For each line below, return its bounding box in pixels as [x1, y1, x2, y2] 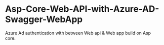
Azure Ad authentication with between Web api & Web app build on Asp [5, 30, 151, 36]
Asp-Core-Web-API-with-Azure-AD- [5, 3, 160, 15]
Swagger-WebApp [5, 14, 83, 25]
